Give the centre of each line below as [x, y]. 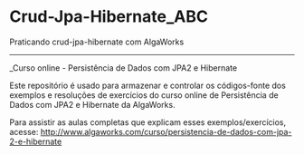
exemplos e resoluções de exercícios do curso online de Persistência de [144, 95]
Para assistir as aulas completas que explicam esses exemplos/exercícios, [148, 122]
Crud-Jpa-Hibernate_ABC [109, 17]
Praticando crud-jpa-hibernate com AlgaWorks [97, 42]
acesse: [24, 131]
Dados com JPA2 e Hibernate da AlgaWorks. [92, 104]
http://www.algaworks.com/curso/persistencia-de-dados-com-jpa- [166, 131]
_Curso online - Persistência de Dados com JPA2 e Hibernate [123, 68]
